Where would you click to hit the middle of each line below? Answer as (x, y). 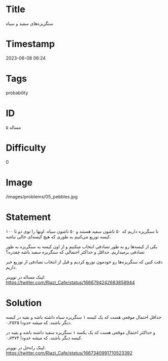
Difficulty (26, 148)
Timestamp (30, 44)
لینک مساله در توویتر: (25, 277)
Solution (24, 303)
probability (17, 93)
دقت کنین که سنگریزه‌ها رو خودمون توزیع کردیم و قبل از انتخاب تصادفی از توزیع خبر (84, 262)
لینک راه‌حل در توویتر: (26, 347)
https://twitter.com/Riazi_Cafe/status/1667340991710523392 (69, 353)
